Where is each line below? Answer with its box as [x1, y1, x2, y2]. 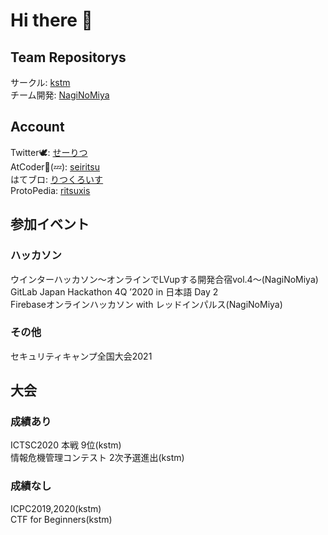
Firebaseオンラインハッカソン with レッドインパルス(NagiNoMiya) [10, 298, 283, 310]
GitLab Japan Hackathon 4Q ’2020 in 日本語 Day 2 [10, 285, 219, 298]
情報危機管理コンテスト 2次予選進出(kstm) [10, 452, 185, 464]
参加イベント [10, 216, 90, 233]
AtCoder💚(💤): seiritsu [10, 160, 100, 173]
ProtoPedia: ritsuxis [10, 184, 91, 196]
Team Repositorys [10, 49, 127, 66]
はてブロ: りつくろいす [10, 173, 104, 185]
